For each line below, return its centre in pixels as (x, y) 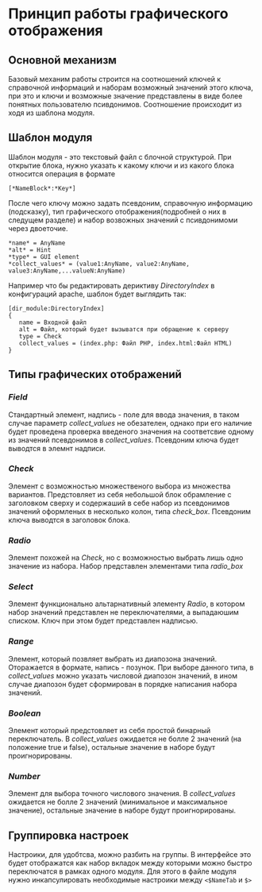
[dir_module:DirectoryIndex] (56, 308)
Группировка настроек (69, 835)
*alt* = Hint (30, 250)
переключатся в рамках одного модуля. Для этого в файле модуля (122, 871)
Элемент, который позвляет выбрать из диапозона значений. (113, 658)
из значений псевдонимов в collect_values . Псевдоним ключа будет (124, 440)
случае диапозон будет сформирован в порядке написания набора (123, 684)
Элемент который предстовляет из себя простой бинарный (110, 730)
